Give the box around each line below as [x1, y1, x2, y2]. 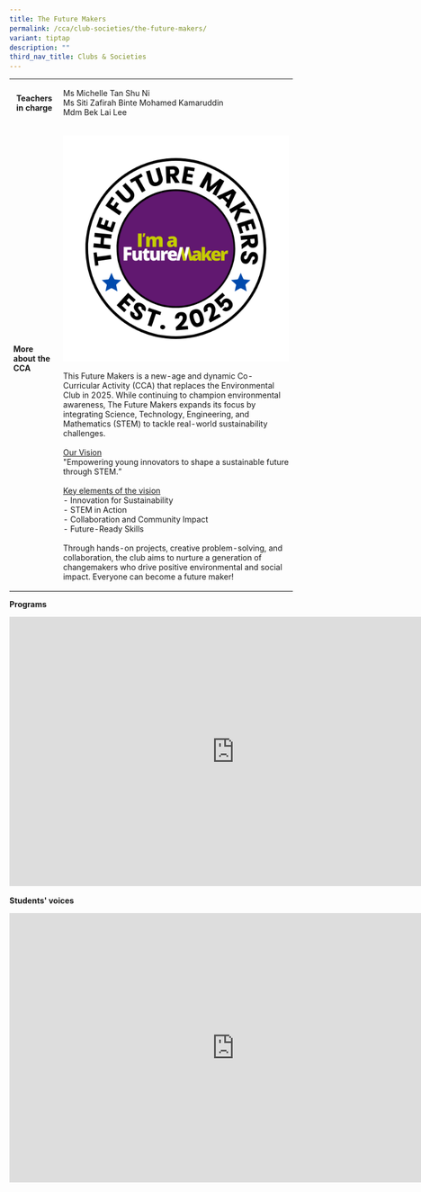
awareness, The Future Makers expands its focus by [62, 399, 256, 409]
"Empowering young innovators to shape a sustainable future [62, 456, 290, 467]
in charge [16, 103, 53, 113]
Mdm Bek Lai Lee [62, 106, 128, 117]
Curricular [62, 380, 101, 390]
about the [13, 353, 51, 363]
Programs [9, 599, 48, 610]
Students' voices [9, 895, 75, 906]
